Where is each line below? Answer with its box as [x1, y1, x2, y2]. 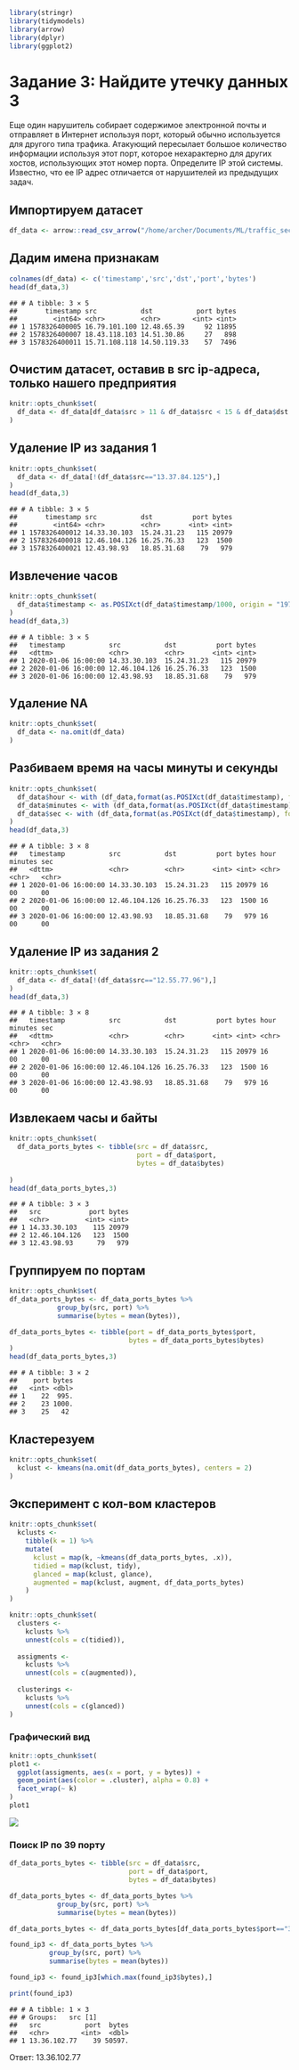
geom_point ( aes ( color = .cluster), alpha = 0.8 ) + [17, 1776, 209, 1785]
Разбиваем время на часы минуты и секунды [9, 761, 279, 776]
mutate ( [25, 1545, 53, 1554]
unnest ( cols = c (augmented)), [25, 1668, 138, 1678]
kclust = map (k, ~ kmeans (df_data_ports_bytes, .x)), [32, 1552, 233, 1562]
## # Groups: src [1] [9, 2013, 98, 2022]
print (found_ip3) [9, 1989, 74, 1998]
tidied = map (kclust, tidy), [32, 1561, 141, 1570]
